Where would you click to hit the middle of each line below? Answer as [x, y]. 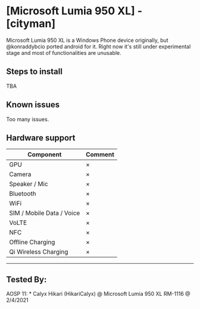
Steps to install [34, 72]
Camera [20, 174]
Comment [100, 154]
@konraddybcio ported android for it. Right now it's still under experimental [99, 47]
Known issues [33, 105]
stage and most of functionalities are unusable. [64, 52]
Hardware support [41, 137]
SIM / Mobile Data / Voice [45, 213]
